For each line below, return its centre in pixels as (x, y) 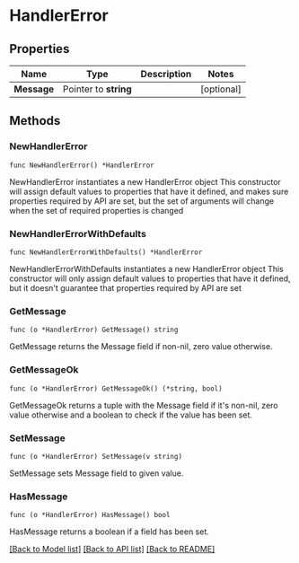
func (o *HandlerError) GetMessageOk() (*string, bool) (116, 388)
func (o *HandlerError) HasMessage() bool (90, 515)
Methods (35, 121)
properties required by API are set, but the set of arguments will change (142, 201)
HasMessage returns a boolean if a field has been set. (109, 532)
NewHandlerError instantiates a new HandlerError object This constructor (145, 181)
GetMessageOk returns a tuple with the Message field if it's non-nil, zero (144, 405)
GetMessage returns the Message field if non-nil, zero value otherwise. (141, 347)
